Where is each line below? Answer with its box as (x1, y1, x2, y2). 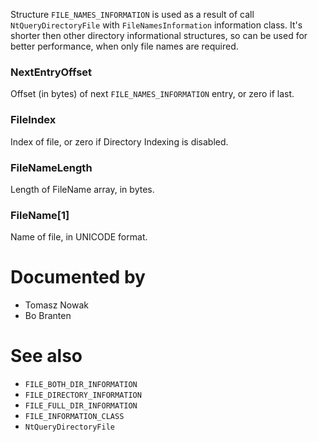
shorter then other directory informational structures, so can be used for (10, 30, 308, 41)
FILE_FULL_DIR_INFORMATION (24, 401, 138, 411)
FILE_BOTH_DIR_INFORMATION (24, 380, 138, 390)
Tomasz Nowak (24, 299, 90, 311)
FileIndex (10, 113, 57, 127)
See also (10, 345, 83, 368)
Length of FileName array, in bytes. (10, 183, 155, 195)
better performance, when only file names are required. (10, 40, 239, 52)
